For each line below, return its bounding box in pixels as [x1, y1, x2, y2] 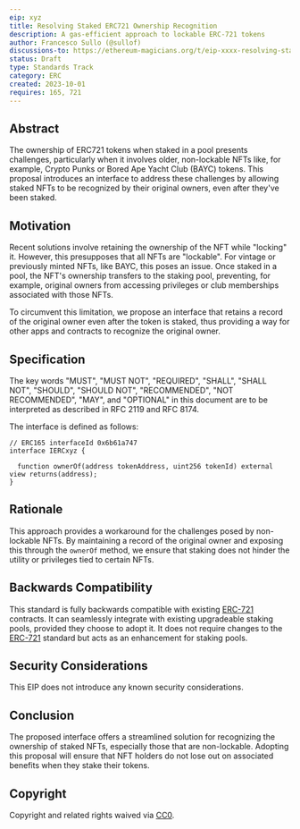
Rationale [9, 502, 63, 517]
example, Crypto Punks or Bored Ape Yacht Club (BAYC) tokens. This [9, 164, 264, 174]
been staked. [9, 192, 58, 203]
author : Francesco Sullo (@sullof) [9, 38, 142, 47]
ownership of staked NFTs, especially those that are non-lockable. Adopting [9, 741, 289, 752]
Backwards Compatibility [9, 580, 154, 596]
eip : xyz [9, 13, 42, 22]
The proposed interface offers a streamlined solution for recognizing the [9, 732, 275, 742]
